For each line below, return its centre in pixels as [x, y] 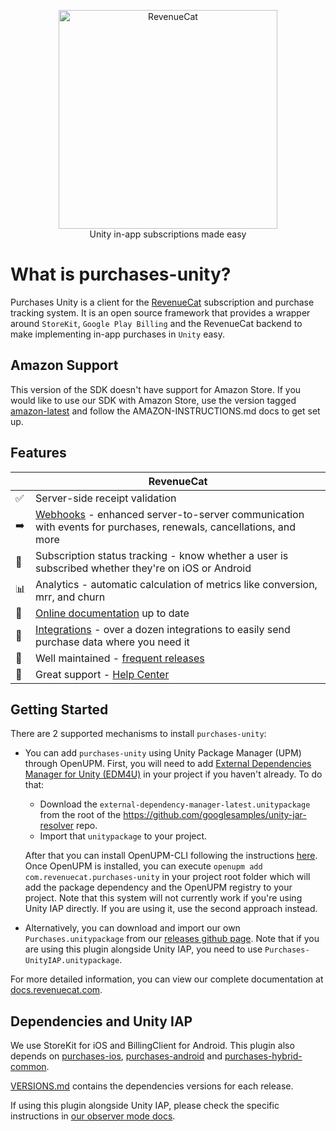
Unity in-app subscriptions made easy [168, 234]
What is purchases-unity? [121, 274]
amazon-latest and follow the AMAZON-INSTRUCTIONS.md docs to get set [165, 411]
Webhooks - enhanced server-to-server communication [170, 514]
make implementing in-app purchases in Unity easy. [117, 334]
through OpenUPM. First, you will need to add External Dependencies [168, 764]
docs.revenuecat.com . [56, 990]
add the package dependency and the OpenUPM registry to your [158, 887]
